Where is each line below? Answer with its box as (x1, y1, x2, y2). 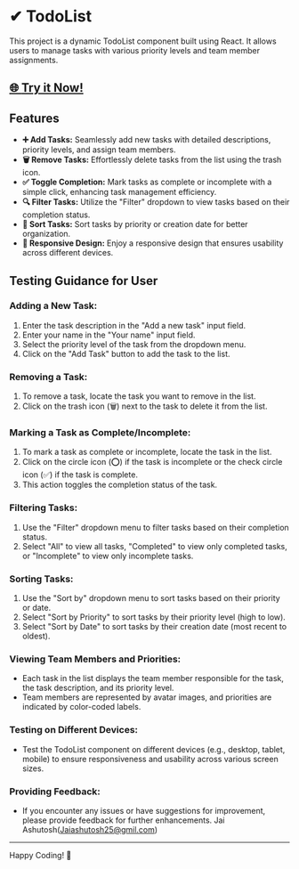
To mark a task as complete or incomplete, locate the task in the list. (21, 447, 272, 458)
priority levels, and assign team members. (21, 144, 176, 155)
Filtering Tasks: (9, 501, 78, 514)
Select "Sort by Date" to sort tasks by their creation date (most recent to (21, 621, 287, 632)
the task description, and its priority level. (21, 683, 174, 694)
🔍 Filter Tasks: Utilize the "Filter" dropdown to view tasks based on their (21, 197, 290, 207)
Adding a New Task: (9, 300, 98, 313)
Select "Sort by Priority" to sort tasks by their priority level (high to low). (21, 612, 287, 622)
